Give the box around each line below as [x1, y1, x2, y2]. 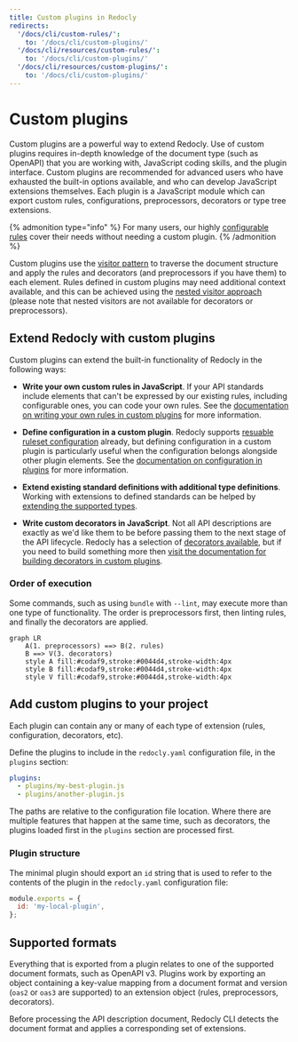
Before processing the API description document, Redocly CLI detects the [9, 1014, 279, 1024]
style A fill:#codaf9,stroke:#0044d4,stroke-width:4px [25, 656, 232, 666]
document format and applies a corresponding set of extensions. [9, 1022, 247, 1033]
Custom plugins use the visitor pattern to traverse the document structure [9, 258, 278, 268]
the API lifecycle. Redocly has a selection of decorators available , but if [21, 537, 282, 547]
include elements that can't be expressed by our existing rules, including [21, 390, 288, 401]
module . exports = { [9, 894, 82, 903]
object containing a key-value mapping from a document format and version [9, 977, 288, 988]
